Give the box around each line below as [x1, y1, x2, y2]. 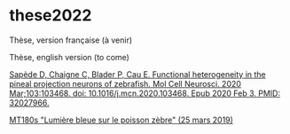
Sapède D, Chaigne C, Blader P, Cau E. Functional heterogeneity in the [9, 68, 266, 80]
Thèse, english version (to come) [9, 51, 130, 62]
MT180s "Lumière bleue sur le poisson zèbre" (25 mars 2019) [9, 114, 233, 125]
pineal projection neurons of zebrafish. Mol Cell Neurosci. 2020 [9, 78, 242, 89]
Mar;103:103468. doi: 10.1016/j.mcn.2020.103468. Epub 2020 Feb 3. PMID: [9, 88, 281, 99]
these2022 [9, 5, 92, 26]
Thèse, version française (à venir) [9, 35, 133, 45]
